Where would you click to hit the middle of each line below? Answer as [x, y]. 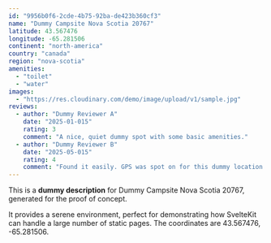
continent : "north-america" [56, 46]
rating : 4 [40, 159]
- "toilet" [34, 76]
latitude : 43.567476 [43, 31]
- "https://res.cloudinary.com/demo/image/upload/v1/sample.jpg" [129, 99]
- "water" [32, 84]
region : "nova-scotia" [47, 62]
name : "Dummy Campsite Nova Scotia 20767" [81, 24]
